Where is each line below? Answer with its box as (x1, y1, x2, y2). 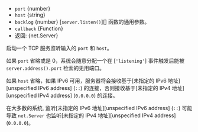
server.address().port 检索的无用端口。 (6, 65, 105, 72)
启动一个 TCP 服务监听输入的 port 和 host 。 (6, 44, 112, 51)
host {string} (14, 11, 46, 18)
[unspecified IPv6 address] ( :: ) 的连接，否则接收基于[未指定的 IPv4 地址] (6, 85, 184, 91)
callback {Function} (14, 25, 63, 32)
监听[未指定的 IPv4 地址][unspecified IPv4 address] (51, 112, 176, 119)
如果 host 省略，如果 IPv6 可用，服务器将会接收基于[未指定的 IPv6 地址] (6, 77, 180, 84)
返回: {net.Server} (14, 32, 59, 39)
